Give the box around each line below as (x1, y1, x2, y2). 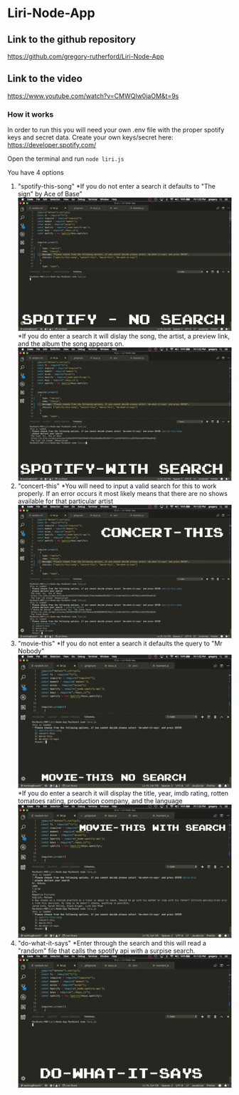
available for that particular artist (17, 497, 114, 506)
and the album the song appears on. (17, 339, 124, 348)
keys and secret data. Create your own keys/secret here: (7, 133, 174, 142)
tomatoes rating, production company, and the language (17, 797, 183, 805)
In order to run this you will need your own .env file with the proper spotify (7, 126, 225, 134)
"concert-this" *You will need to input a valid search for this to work (17, 482, 217, 490)
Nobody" (17, 647, 45, 655)
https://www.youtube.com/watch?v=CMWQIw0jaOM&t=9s (7, 91, 179, 100)
